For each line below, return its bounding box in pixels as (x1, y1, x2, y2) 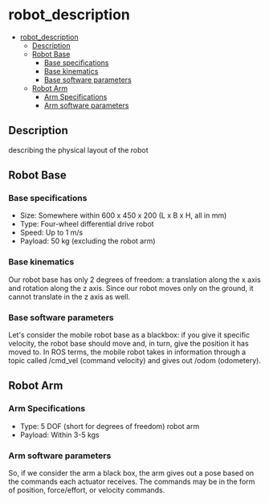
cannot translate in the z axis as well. (8, 292, 131, 301)
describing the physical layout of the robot (8, 145, 149, 154)
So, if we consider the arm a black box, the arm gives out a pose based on (8, 468, 255, 478)
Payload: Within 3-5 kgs (19, 430, 100, 440)
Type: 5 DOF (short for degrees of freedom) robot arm (19, 421, 200, 431)
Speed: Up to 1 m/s (19, 227, 84, 238)
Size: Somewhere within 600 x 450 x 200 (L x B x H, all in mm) (19, 211, 227, 220)
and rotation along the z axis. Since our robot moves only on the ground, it (8, 283, 255, 292)
